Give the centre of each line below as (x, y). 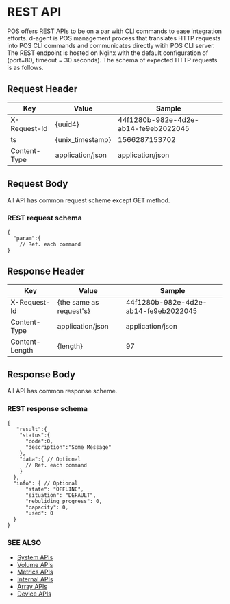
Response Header (46, 271)
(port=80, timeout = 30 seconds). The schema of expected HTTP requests (112, 60)
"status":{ (35, 435)
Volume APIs (35, 565)
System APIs (35, 557)
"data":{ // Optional (50, 459)
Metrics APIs (35, 572)
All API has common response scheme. (62, 391)
